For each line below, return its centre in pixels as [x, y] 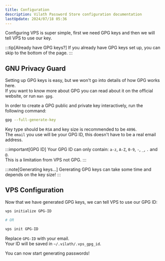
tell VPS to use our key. [29, 38]
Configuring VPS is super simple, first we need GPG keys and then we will [80, 33]
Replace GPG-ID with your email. [37, 238]
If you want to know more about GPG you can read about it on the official [79, 91]
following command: [26, 111]
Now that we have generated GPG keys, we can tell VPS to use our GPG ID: [81, 202]
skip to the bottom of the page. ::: [39, 53]
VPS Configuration [34, 190]
